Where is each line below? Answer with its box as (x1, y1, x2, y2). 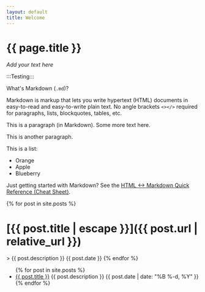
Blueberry (15, 170, 41, 177)
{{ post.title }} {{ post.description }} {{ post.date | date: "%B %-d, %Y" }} (15, 273, 199, 280)
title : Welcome (6, 15, 45, 21)
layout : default (6, 9, 48, 15)
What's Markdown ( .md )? (6, 85, 69, 92)
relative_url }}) (6, 235, 81, 248)
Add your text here (6, 61, 54, 68)
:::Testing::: (6, 73, 35, 80)
